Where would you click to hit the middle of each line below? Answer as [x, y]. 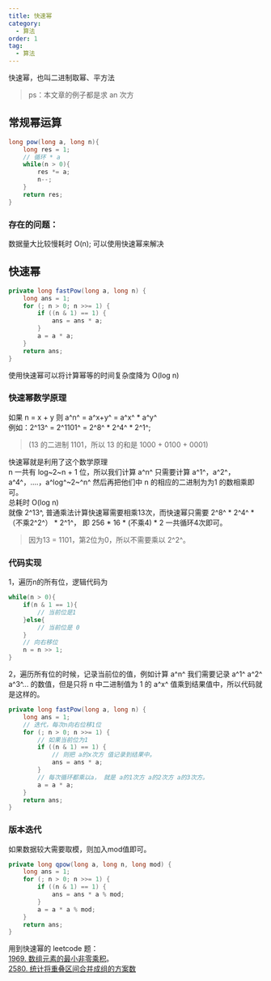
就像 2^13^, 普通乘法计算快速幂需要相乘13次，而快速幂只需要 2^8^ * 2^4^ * [131, 512]
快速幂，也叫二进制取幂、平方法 [61, 77]
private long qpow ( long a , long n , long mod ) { [90, 864]
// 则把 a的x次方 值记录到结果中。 [104, 755]
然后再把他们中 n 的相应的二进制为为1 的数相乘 [170, 482]
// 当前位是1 [57, 612]
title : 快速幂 [30, 16]
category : [25, 23]
